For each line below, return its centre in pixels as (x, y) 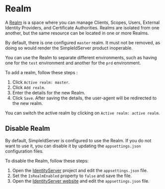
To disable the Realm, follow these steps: (47, 161)
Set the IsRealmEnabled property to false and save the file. (72, 176)
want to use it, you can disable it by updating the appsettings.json (73, 146)
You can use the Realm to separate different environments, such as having (81, 57)
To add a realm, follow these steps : (41, 72)
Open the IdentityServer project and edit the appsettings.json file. (80, 170)
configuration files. (24, 151)
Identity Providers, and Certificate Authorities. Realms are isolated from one (82, 27)
